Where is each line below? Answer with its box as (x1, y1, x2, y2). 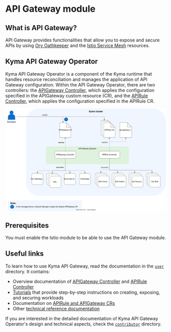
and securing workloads (12, 295, 64, 301)
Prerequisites (5, 221, 49, 230)
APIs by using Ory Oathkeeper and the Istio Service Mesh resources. (5, 42, 150, 49)
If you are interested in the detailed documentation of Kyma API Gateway (5, 315, 158, 321)
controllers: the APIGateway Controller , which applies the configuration (5, 87, 155, 93)
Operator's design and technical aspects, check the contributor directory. (5, 321, 162, 327)
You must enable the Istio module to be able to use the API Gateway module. (5, 235, 166, 241)
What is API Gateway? (5, 24, 77, 32)
